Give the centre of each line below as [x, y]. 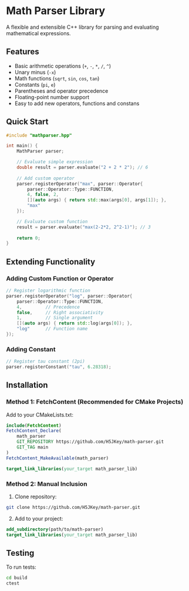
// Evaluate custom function [52, 221]
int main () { [22, 146]
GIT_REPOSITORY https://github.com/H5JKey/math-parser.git [90, 442]
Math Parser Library [56, 11]
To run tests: [21, 567]
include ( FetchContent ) [34, 425]
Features [23, 52]
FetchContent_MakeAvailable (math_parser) [58, 458]
